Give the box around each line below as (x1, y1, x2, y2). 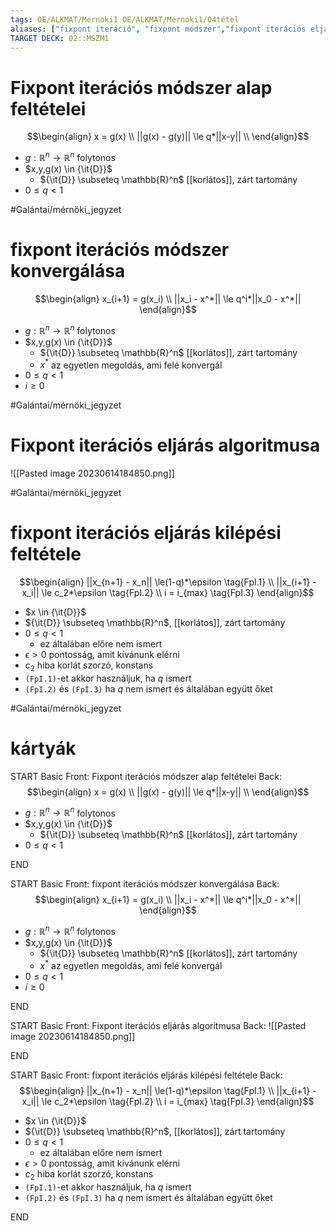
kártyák (10, 737, 77, 760)
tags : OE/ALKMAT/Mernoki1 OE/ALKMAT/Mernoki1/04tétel (10, 14, 240, 25)
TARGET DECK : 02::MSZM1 (10, 33, 110, 43)
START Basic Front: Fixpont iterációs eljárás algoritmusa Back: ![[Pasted (10, 1019, 307, 1031)
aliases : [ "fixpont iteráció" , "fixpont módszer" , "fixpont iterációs (10, 24, 307, 34)
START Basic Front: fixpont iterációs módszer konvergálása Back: (10, 878, 280, 890)
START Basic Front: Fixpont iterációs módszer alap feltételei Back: (10, 770, 283, 782)
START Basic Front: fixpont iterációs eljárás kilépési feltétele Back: (10, 1069, 283, 1081)
